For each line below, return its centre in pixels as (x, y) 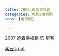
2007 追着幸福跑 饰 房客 (30, 38)
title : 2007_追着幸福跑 (28, 10)
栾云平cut (15, 49)
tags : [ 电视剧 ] (20, 19)
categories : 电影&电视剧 (29, 14)
